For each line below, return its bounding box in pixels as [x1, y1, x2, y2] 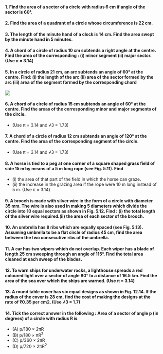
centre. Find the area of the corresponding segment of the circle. [5, 139, 139, 144]
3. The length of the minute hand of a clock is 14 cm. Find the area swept [5, 31, 154, 37]
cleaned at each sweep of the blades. [5, 256, 83, 262]
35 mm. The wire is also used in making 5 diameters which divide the [5, 203, 147, 209]
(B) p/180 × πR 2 [12, 331, 44, 338]
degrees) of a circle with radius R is [5, 315, 78, 321]
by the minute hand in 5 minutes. [5, 36, 73, 42]
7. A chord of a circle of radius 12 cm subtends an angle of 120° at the [5, 133, 147, 139]
